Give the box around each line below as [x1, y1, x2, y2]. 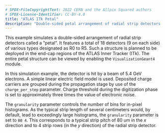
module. [5, 61, 22, 67]
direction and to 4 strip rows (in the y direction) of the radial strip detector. [5, 123, 157, 129]
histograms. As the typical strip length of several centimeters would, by [5, 107, 151, 113]
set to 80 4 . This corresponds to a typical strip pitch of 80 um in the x [5, 117, 147, 123]
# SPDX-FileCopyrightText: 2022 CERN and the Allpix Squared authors [5, 7, 152, 12]
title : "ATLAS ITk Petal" [5, 16, 58, 21]
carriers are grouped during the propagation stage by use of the [5, 81, 136, 87]
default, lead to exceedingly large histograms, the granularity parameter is [5, 112, 159, 118]
